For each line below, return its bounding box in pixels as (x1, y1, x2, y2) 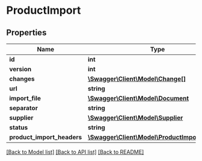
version (9, 65, 32, 73)
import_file (9, 94, 41, 102)
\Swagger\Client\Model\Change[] (87, 75, 186, 83)
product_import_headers (9, 133, 82, 141)
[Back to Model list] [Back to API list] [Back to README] (6, 148, 144, 156)
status (9, 123, 28, 132)
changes (9, 75, 35, 83)
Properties (6, 28, 47, 38)
